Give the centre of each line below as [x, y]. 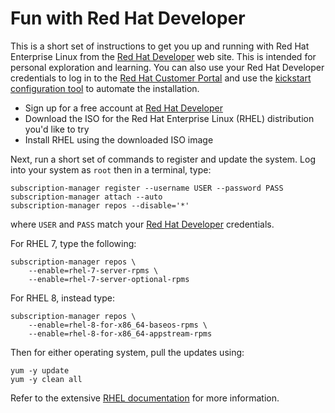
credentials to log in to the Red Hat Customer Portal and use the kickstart [161, 78]
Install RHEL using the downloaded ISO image [119, 139]
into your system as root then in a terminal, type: [111, 169]
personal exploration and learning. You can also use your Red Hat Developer [167, 67]
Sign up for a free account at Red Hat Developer [123, 108]
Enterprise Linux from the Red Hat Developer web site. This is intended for [163, 56]
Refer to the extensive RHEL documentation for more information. [145, 398]
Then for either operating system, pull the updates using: [127, 352]
